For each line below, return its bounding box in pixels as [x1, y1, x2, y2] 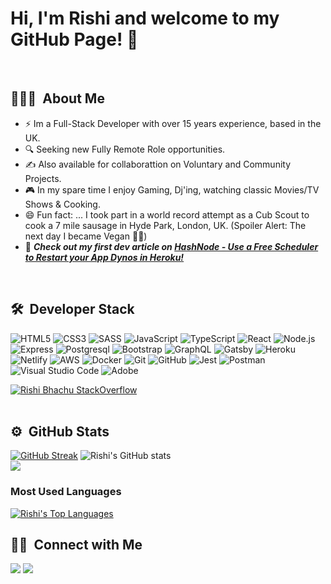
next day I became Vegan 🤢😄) [24, 230, 148, 242]
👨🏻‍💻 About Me [10, 90, 105, 107]
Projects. [24, 172, 62, 184]
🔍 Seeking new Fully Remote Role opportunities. [24, 143, 226, 155]
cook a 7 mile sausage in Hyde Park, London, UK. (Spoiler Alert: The [24, 219, 307, 231]
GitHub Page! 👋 [10, 28, 139, 51]
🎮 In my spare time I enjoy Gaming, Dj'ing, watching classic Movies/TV [24, 183, 320, 196]
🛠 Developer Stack [10, 301, 135, 318]
